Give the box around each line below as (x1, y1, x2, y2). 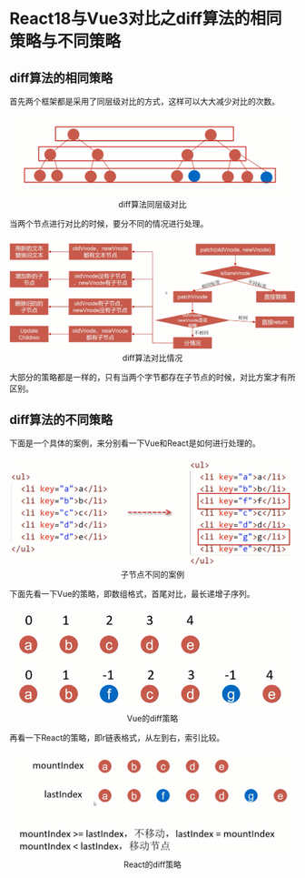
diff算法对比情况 (122, 352, 183, 363)
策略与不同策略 (9, 31, 122, 52)
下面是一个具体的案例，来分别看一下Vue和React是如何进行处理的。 (9, 438, 261, 449)
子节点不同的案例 (121, 569, 184, 580)
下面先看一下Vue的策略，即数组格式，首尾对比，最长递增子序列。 (9, 588, 256, 599)
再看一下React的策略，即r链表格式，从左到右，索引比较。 (9, 732, 225, 743)
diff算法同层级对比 (118, 199, 187, 210)
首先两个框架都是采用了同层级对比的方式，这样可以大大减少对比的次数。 (9, 96, 280, 106)
